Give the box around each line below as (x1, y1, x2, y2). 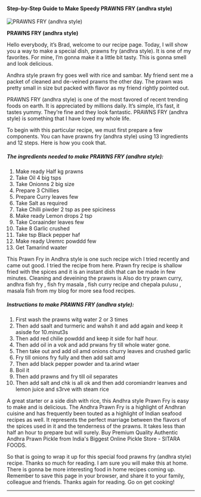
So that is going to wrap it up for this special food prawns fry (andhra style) (7, 453, 191, 461)
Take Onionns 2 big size (15, 181, 75, 188)
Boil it (15, 367, 30, 374)
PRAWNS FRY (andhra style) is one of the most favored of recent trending (7, 96, 188, 103)
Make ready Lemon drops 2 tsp (15, 212, 93, 220)
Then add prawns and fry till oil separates (15, 373, 118, 380)
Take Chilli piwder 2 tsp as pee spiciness (15, 206, 116, 213)
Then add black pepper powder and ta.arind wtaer (15, 360, 140, 368)
